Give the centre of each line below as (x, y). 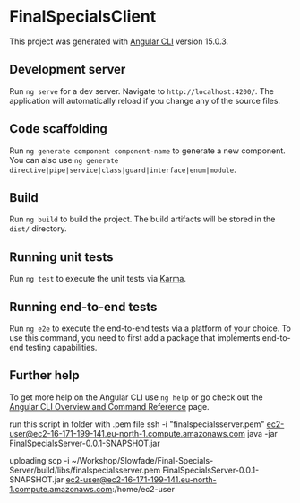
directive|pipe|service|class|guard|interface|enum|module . (123, 169)
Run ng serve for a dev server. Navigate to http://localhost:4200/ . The (142, 91)
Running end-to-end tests (83, 307)
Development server (68, 69)
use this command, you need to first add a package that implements (135, 338)
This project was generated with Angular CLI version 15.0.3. (119, 41)
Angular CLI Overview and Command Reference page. (109, 406)
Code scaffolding (58, 129)
